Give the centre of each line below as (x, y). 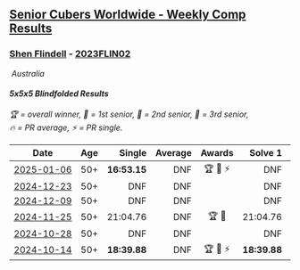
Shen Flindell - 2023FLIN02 (70, 54)
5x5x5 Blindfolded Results (59, 94)
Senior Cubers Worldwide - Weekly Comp (128, 15)
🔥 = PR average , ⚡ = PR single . (66, 127)
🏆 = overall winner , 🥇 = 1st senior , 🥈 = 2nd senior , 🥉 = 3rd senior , (129, 114)
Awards (217, 152)
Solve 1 (266, 152)
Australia (28, 73)
